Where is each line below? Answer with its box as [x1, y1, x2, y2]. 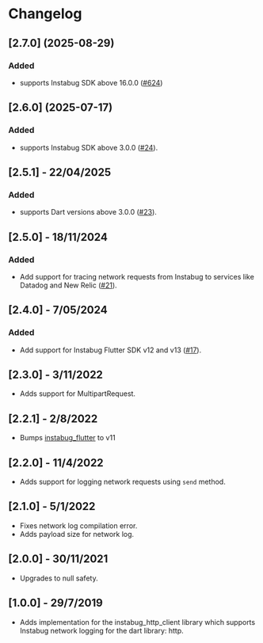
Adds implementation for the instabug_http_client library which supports [19, 617, 256, 626]
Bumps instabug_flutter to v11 [19, 433, 116, 443]
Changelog [8, 5, 82, 23]
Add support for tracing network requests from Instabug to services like [19, 272, 255, 281]
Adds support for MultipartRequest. [19, 389, 136, 398]
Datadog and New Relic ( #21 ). [19, 280, 117, 290]
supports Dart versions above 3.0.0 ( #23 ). [19, 207, 157, 217]
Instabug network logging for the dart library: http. [19, 626, 184, 635]
